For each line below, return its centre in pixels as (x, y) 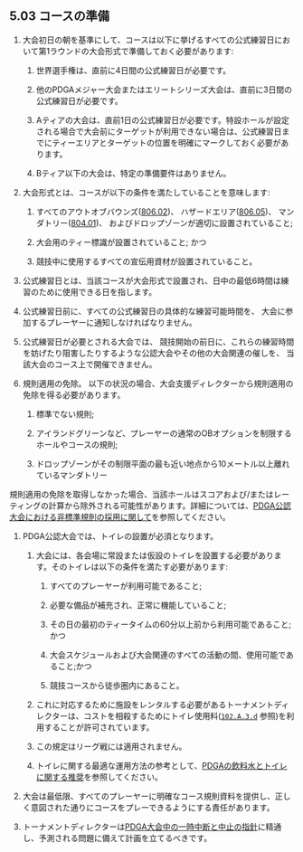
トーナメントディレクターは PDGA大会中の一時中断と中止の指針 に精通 (152, 827)
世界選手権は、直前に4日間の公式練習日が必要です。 (133, 70)
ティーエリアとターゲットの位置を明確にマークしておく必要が (166, 142)
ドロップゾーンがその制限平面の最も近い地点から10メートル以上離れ (163, 463)
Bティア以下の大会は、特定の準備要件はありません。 (133, 173)
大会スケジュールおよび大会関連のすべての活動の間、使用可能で (168, 655)
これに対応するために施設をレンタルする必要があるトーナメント (155, 705)
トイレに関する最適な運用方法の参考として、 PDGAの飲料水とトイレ (161, 765)
